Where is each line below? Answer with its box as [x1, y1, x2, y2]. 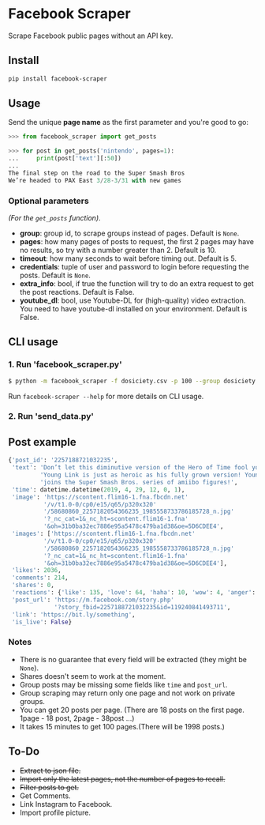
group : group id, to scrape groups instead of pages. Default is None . [19, 228, 240, 238]
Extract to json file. [19, 766, 81, 775]
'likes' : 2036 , [11, 567, 62, 574]
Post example [8, 435, 77, 449]
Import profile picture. [19, 808, 91, 817]
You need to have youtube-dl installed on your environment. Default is [19, 303, 248, 313]
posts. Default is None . [19, 270, 91, 280]
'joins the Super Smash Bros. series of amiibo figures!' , [39, 478, 238, 486]
